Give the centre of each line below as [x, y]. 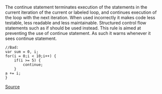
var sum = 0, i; [22, 52]
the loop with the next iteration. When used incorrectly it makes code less [80, 17]
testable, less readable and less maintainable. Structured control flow [76, 23]
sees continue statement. [31, 38]
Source [12, 87]
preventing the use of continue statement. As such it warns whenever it [78, 33]
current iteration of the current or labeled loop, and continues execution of [81, 12]
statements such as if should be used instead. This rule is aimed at [73, 28]
